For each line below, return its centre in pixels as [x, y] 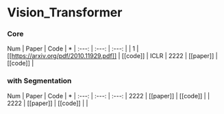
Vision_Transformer [65, 13]
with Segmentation [39, 81]
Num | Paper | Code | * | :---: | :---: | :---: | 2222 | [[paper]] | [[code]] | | [109, 96]
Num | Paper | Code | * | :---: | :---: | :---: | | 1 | [73, 48]
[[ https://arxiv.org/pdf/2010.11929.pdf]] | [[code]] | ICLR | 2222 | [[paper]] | [112, 56]
